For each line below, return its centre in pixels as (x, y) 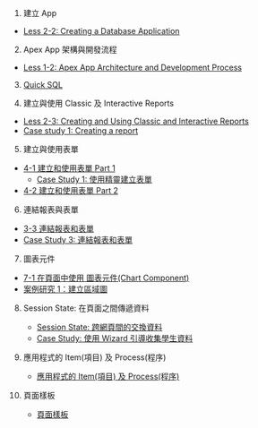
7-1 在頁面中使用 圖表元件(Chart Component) (106, 278)
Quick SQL (43, 85)
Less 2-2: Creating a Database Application (101, 31)
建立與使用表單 (51, 149)
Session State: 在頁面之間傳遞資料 (86, 308)
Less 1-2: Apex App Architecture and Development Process (133, 67)
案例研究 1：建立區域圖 (65, 289)
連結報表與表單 (51, 210)
